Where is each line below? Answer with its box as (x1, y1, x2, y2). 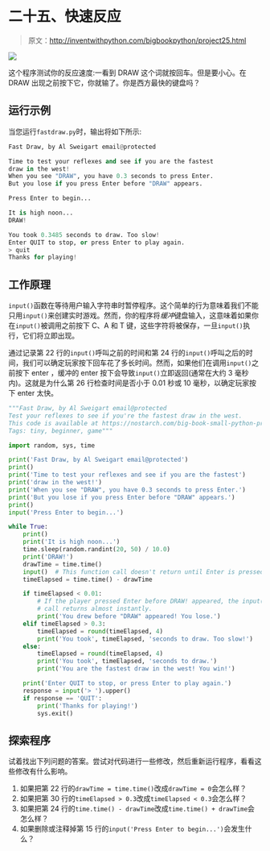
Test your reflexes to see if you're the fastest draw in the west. (8, 412, 243, 420)
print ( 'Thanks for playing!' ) (37, 702, 138, 710)
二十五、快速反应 (8, 7, 122, 26)
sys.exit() (37, 709, 74, 717)
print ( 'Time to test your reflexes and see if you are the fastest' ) (8, 471, 247, 479)
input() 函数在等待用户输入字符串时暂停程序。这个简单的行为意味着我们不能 (8, 301, 260, 310)
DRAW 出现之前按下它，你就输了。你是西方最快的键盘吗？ (8, 77, 201, 87)
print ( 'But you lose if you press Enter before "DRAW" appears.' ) (8, 493, 235, 501)
